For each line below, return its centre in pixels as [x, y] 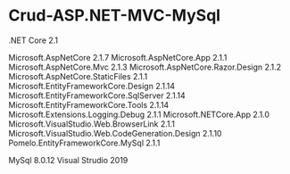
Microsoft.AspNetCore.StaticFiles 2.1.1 [78, 76]
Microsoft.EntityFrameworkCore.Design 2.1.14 [92, 86]
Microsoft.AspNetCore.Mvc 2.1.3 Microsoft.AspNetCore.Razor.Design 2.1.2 [145, 67]
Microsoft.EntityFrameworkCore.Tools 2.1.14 [89, 104]
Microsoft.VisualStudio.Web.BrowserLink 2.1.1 [92, 124]
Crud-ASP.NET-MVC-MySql [114, 16]
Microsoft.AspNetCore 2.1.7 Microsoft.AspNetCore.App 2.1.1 [118, 57]
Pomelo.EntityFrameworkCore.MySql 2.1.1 [84, 143]
